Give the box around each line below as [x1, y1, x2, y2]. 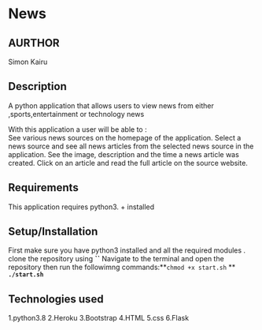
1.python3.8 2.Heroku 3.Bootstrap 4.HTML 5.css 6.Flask [8, 313, 190, 323]
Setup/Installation [8, 225, 98, 238]
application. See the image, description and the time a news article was [8, 149, 240, 159]
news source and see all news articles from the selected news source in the [8, 141, 254, 151]
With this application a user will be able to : [8, 124, 147, 134]
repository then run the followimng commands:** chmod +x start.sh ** [8, 262, 236, 272]
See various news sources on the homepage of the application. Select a [8, 133, 242, 142]
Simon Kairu [8, 57, 48, 66]
